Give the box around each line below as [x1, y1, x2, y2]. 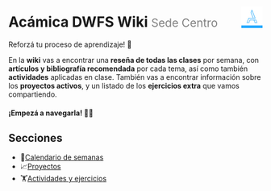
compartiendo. [8, 89, 58, 99]
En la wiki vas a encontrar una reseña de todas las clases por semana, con [8, 55, 260, 64]
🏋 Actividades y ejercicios [19, 174, 107, 184]
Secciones [8, 131, 63, 145]
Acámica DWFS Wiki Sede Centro [8, 13, 219, 31]
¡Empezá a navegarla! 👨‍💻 [8, 108, 94, 118]
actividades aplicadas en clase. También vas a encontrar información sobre [8, 72, 261, 81]
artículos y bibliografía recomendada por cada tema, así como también [8, 64, 248, 73]
